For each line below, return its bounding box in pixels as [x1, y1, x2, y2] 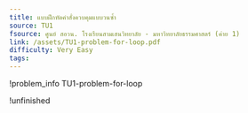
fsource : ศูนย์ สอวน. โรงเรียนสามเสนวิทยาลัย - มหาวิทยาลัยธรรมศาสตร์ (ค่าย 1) [9, 29, 240, 38]
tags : [9, 54, 29, 63]
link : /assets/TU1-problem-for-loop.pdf [9, 37, 162, 47]
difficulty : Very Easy [9, 46, 93, 55]
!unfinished [9, 95, 51, 106]
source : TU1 [9, 21, 53, 30]
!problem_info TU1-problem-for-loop [9, 79, 143, 88]
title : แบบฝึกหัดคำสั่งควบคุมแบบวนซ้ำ [9, 12, 117, 22]
